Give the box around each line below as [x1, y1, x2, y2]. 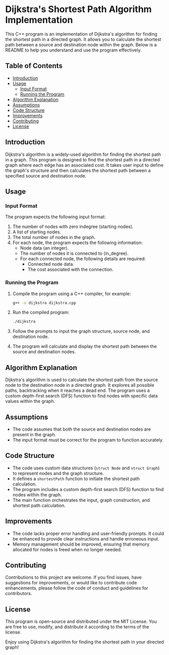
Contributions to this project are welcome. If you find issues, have [5, 574, 142, 580]
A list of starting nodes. [12, 229, 62, 235]
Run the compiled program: [12, 309, 70, 316]
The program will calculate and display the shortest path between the [12, 343, 157, 349]
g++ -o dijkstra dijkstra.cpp [12, 300, 77, 306]
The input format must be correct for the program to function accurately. [12, 437, 164, 443]
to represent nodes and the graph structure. [12, 470, 104, 476]
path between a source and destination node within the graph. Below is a [5, 41, 157, 47]
